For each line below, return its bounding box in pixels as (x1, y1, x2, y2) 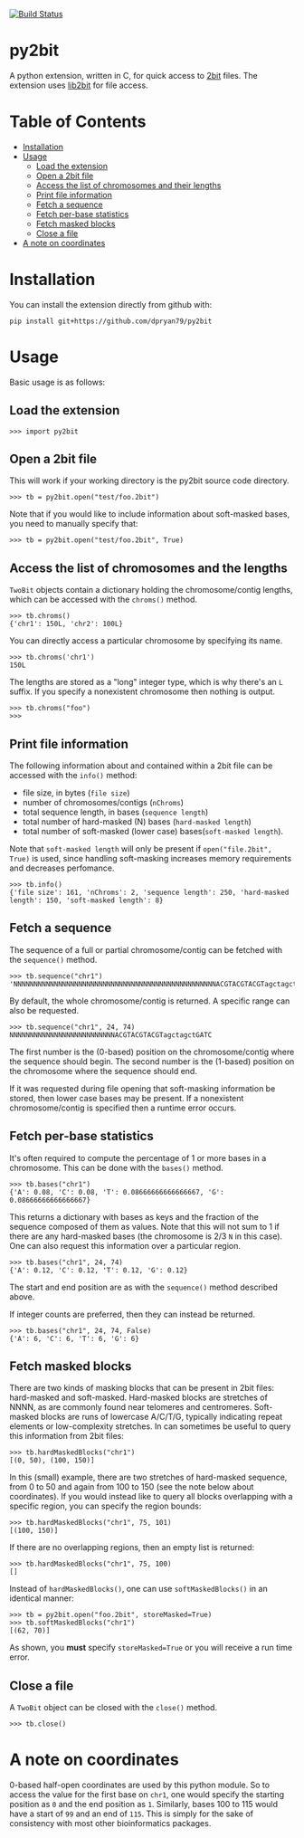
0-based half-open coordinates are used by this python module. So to (9, 1779, 270, 1791)
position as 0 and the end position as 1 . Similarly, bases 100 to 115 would (9, 1799, 279, 1810)
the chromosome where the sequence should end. (9, 1065, 197, 1076)
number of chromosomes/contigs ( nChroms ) (22, 797, 184, 807)
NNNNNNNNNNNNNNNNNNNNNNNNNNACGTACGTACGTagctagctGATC (9, 1030, 213, 1040)
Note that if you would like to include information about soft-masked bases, (9, 509, 290, 519)
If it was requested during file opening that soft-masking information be (9, 1082, 276, 1094)
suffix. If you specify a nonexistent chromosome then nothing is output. (9, 686, 276, 697)
